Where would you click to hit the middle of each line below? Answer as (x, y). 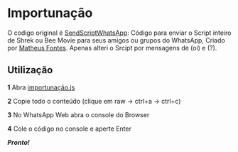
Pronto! (19, 142)
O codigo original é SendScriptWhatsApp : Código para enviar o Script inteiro (119, 33)
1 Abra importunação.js (41, 87)
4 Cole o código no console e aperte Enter (69, 129)
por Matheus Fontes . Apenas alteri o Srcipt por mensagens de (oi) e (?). (112, 48)
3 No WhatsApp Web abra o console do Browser (79, 114)
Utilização (30, 70)
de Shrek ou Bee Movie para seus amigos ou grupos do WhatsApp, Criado (116, 40)
